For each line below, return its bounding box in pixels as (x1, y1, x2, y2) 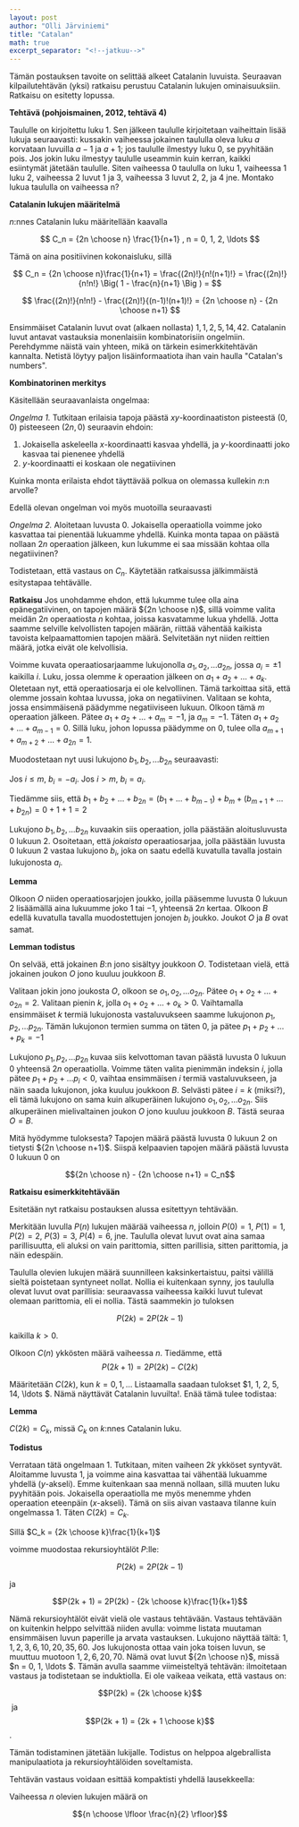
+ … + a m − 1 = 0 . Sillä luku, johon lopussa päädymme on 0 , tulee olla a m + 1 (9, 722, 284, 736)
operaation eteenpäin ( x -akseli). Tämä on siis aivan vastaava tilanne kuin (9, 1498, 277, 1508)
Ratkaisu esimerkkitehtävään (9, 1186, 120, 1197)
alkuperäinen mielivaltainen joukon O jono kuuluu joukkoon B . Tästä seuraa (9, 1106, 285, 1116)
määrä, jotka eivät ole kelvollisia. (9, 642, 129, 653)
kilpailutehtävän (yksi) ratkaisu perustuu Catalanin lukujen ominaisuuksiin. (9, 81, 281, 91)
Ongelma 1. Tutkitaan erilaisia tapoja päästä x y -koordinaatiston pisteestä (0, (9, 413, 288, 423)
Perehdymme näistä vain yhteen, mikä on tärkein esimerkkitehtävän (9, 341, 259, 352)
